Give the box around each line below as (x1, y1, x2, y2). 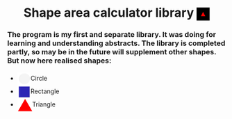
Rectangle (30, 87, 60, 95)
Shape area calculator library (23, 5, 194, 21)
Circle (30, 74, 48, 82)
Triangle (32, 100, 56, 109)
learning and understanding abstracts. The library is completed (7, 38, 226, 48)
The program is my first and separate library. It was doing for (7, 30, 217, 40)
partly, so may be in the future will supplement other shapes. (7, 47, 217, 57)
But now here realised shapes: (7, 56, 112, 65)
